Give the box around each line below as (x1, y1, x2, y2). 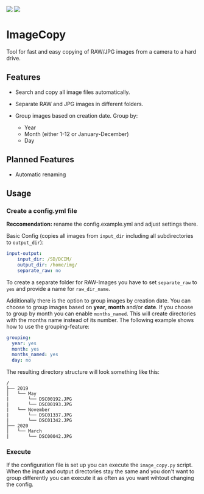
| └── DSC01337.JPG (6, 412, 72, 418)
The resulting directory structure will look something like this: (6, 368, 160, 376)
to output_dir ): (6, 238, 44, 246)
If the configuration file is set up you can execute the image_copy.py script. (6, 461, 193, 469)
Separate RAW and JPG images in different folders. (15, 100, 144, 107)
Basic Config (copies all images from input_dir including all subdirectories (6, 232, 194, 240)
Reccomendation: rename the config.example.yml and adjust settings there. (6, 220, 198, 228)
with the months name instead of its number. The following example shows (6, 316, 194, 323)
